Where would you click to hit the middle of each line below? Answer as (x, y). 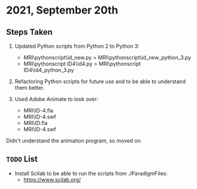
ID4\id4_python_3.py (49, 70)
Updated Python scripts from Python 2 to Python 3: (77, 46)
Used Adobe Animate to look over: (56, 99)
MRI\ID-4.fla (38, 110)
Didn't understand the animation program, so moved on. (74, 141)
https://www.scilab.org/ (52, 180)
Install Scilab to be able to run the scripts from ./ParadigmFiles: (91, 173)
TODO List (22, 159)
